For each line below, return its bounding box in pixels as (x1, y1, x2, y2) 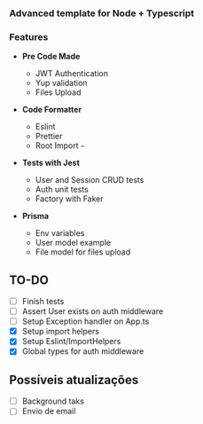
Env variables (35, 228, 85, 239)
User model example (35, 238, 112, 248)
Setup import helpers (21, 326, 100, 337)
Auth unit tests (35, 185, 89, 195)
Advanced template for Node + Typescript (9, 7, 195, 20)
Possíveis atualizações (9, 372, 139, 388)
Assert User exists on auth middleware (21, 306, 164, 317)
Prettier (35, 131, 63, 142)
